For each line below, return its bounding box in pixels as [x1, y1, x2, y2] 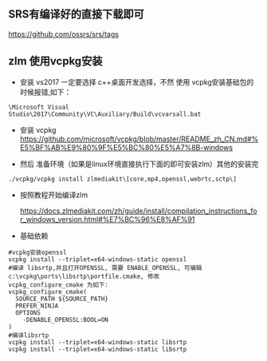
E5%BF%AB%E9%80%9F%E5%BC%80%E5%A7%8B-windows [19, 142, 234, 152]
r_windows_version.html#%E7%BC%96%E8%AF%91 [19, 214, 195, 224]
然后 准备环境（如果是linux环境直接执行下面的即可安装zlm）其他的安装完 [19, 159, 259, 169]
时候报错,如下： [19, 87, 72, 97]
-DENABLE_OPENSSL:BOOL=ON [22, 315, 109, 323]
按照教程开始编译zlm [19, 190, 88, 200]
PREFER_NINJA [15, 302, 59, 310]
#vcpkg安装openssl [8, 248, 67, 256]
